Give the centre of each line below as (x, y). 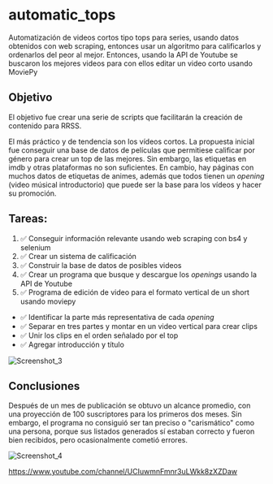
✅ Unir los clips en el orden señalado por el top (99, 335)
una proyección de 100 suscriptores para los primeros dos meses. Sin (125, 414)
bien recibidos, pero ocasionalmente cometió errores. (98, 440)
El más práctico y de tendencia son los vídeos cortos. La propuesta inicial (131, 141)
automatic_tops (62, 15)
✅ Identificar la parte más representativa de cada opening (117, 317)
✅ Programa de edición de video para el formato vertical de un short (135, 292)
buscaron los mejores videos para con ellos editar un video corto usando (131, 63)
